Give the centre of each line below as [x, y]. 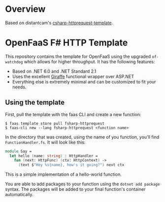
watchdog [14, 62]
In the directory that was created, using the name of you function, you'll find [82, 137]
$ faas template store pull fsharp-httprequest [55, 123]
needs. [19, 87]
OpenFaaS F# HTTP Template [66, 43]
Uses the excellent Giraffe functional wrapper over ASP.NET [73, 76]
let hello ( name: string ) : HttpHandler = [54, 156]
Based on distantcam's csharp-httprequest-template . [59, 23]
